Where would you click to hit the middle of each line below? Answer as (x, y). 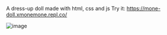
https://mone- (144, 8)
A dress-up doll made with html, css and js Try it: (66, 8)
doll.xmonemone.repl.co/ (37, 15)
